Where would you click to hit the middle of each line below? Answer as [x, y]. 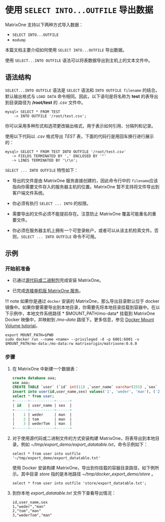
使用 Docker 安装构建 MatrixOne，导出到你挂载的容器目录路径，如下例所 [86, 468]
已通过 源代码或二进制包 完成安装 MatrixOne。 [58, 280]
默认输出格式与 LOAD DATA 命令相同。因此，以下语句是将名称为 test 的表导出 [82, 96]
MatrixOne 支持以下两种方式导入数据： [44, 25]
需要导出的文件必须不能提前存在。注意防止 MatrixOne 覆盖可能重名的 [82, 214]
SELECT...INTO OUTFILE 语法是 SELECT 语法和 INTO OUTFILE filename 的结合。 [82, 90]
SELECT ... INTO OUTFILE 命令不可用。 [60, 236]
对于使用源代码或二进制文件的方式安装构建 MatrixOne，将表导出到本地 [84, 438]
